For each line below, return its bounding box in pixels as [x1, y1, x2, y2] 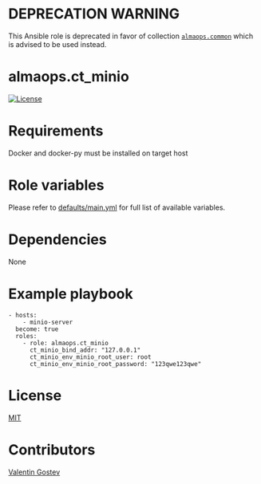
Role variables [8, 176, 105, 194]
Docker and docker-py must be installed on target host [8, 148, 188, 158]
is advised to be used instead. [8, 39, 107, 49]
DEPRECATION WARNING [8, 5, 180, 23]
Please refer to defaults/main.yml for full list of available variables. [8, 203, 226, 212]
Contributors [8, 440, 96, 458]
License [8, 386, 62, 404]
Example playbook [8, 285, 133, 303]
